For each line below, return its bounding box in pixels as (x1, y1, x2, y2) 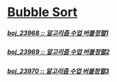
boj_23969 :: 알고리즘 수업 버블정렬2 (7, 48, 110, 56)
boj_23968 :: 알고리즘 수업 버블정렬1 (7, 29, 109, 37)
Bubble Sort (7, 4, 78, 20)
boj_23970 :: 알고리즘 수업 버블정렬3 (7, 67, 110, 75)
